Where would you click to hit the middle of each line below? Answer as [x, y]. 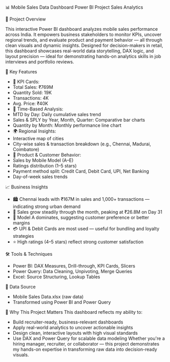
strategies [23, 236]
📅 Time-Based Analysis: [38, 109]
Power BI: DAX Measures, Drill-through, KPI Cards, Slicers [74, 266]
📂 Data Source [20, 287]
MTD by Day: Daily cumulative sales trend [57, 114]
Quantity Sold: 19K [32, 92]
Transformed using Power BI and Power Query [62, 302]
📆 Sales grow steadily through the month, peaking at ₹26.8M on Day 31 [87, 212]
